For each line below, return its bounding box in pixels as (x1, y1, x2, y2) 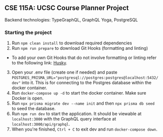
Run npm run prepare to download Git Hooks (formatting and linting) (11, 45, 148, 51)
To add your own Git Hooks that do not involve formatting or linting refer (11, 55, 157, 60)
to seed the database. (11, 106, 56, 112)
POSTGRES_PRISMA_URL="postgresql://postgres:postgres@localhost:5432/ (11, 76, 159, 80)
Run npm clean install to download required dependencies (11, 40, 132, 46)
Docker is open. (11, 95, 44, 101)
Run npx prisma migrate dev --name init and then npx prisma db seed (11, 100, 155, 106)
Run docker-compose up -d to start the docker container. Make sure (11, 90, 146, 96)
